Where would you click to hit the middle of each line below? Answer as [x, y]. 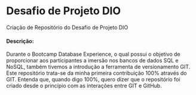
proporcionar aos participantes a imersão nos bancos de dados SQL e [93, 61]
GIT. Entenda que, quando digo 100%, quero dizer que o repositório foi [93, 80]
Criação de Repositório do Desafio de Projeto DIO [67, 27]
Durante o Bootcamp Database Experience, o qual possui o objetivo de [93, 54]
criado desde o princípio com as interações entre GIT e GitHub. [84, 86]
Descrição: [20, 41]
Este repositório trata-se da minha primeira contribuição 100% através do [97, 73]
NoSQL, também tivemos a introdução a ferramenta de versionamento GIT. [98, 67]
